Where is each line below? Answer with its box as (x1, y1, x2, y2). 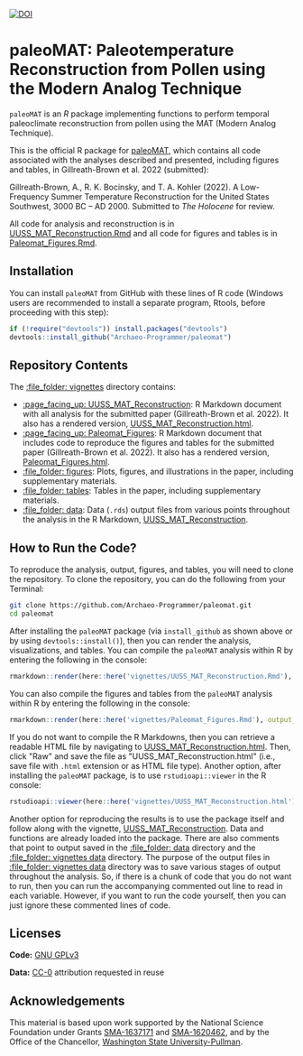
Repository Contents (9, 357, 129, 373)
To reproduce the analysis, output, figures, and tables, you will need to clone (9, 564, 295, 575)
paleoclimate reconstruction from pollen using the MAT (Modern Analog (9, 117, 277, 128)
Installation (9, 264, 74, 279)
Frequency (9, 190, 50, 202)
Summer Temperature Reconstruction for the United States (50, 190, 270, 202)
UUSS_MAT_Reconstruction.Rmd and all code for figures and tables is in (9, 227, 278, 238)
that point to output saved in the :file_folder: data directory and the (9, 842, 256, 853)
